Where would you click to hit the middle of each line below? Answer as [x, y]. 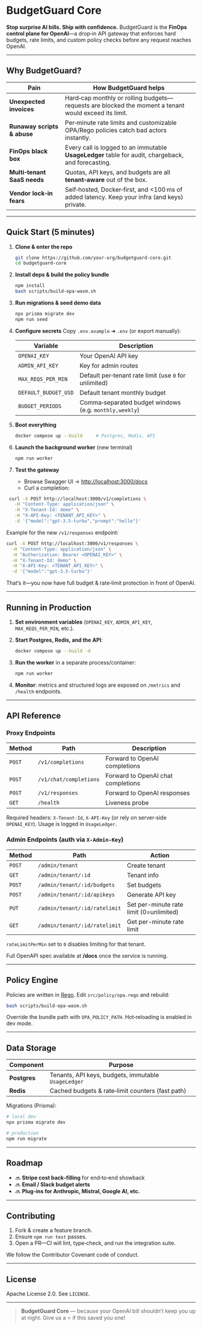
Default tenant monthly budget [123, 392]
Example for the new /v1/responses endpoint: [63, 532]
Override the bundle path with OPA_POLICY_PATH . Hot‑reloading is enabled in [99, 1017]
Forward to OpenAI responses [148, 793]
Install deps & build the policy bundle [62, 275]
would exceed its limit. [96, 113]
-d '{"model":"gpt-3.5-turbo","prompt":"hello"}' [78, 521]
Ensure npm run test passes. [51, 1237]
